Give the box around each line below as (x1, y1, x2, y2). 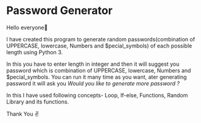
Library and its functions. (6, 98, 69, 105)
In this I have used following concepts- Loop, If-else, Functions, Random (6, 91, 188, 99)
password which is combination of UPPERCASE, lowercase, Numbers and (6, 66, 191, 74)
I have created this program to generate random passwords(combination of (6, 35, 196, 43)
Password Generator (6, 4, 113, 18)
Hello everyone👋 (6, 24, 48, 31)
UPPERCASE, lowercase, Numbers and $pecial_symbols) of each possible (6, 42, 192, 49)
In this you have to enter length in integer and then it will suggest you (6, 60, 180, 68)
